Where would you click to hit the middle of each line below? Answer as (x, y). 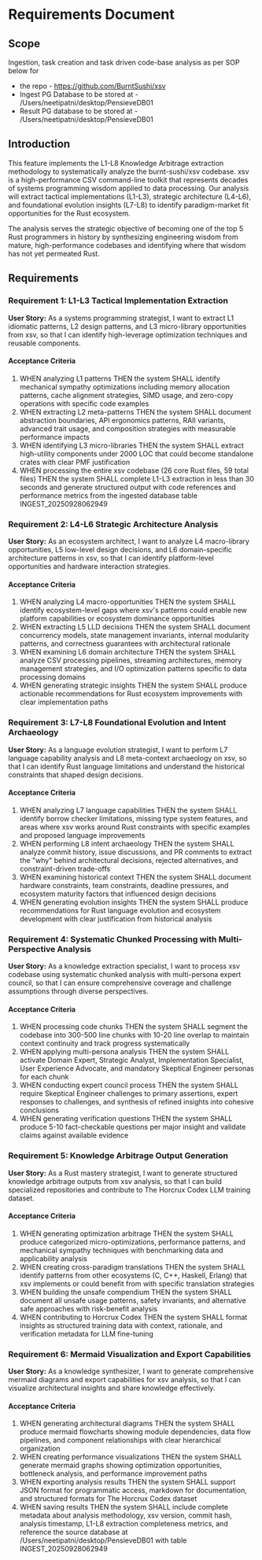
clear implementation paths (64, 703)
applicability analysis (54, 1258)
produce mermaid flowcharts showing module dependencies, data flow (135, 1432)
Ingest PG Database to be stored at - (79, 94)
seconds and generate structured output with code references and (127, 487)
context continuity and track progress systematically (105, 1043)
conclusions (39, 1110)
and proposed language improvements (82, 835)
